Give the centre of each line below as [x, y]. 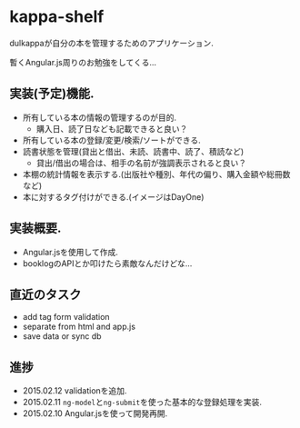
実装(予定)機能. [52, 94]
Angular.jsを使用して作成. [70, 252]
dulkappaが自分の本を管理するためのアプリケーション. [111, 43]
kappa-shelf [57, 17]
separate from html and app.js [79, 327]
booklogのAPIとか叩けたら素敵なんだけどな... [107, 263]
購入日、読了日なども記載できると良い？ [112, 128]
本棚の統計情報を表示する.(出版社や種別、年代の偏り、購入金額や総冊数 [156, 174]
